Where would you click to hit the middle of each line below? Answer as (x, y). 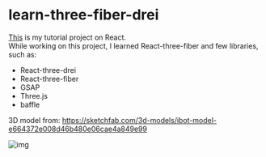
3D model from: (34, 120)
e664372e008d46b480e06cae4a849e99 (78, 129)
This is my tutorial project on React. (68, 37)
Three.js (34, 95)
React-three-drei (48, 70)
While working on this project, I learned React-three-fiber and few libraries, (133, 45)
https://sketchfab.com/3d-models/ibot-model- (139, 120)
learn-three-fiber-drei (84, 15)
